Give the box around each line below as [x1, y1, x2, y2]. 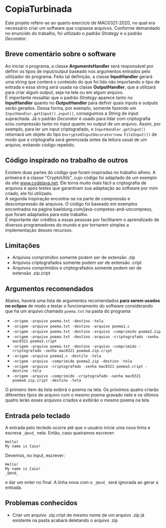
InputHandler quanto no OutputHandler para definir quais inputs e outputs [5, 100, 158, 106]
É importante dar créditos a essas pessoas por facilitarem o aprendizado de [5, 217, 160, 222]
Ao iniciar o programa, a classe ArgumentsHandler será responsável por [5, 63, 154, 69]
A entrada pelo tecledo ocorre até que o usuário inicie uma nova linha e [5, 425, 151, 431]
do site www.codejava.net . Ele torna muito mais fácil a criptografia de [5, 179, 147, 186]
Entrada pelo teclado [5, 411, 71, 420]
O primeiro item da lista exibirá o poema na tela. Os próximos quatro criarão [5, 387, 159, 393]
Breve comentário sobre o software [5, 50, 116, 58]
